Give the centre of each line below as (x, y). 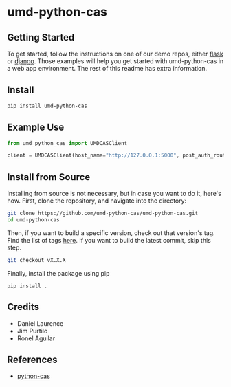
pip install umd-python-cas (47, 106)
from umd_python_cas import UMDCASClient (67, 143)
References (32, 359)
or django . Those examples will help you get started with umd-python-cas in (115, 61)
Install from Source (49, 177)
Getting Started (41, 37)
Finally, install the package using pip (58, 273)
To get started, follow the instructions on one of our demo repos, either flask (115, 54)
